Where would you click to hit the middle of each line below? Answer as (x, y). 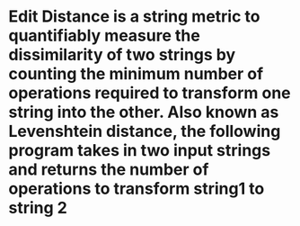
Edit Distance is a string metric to (134, 17)
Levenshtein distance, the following (145, 131)
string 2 (38, 208)
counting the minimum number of (136, 74)
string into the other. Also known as (144, 112)
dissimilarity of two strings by (122, 55)
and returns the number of (109, 170)
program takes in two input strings (140, 151)
